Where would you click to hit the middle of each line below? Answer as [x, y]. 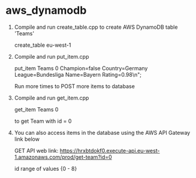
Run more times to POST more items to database [75, 86]
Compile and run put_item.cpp [52, 56]
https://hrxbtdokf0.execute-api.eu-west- [110, 150]
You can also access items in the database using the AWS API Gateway [102, 132]
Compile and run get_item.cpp [52, 98]
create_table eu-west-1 [43, 45]
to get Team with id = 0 [43, 121]
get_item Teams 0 [36, 109]
